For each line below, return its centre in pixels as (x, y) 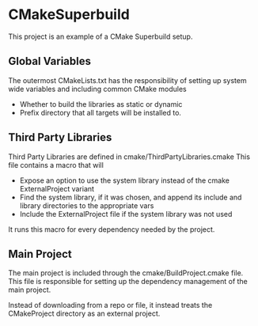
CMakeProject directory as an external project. (84, 313)
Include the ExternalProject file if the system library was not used (126, 214)
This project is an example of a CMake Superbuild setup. (101, 36)
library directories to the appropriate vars (87, 205)
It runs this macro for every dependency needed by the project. (112, 229)
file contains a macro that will (56, 165)
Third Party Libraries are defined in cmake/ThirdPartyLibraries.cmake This (129, 157)
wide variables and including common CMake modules (98, 89)
